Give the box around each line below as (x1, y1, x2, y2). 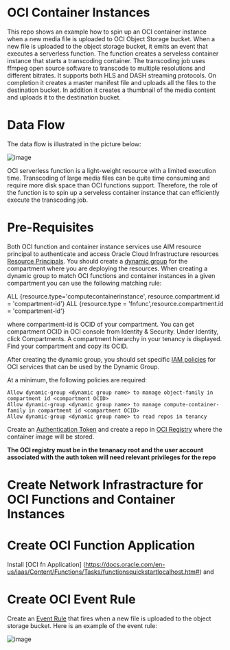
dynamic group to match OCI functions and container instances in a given (7, 271, 216, 279)
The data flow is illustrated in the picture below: (7, 139, 142, 148)
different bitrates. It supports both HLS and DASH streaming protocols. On (7, 71, 216, 80)
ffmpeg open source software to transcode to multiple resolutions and (7, 64, 206, 72)
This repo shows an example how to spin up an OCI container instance (7, 27, 207, 36)
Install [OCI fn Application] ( (7, 560, 86, 568)
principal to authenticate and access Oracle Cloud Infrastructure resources (7, 249, 219, 258)
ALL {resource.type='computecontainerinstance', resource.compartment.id (7, 292, 220, 300)
